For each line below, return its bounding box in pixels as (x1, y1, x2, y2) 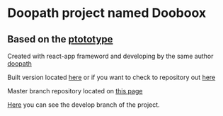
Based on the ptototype (7, 33, 113, 45)
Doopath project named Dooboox (7, 5, 207, 21)
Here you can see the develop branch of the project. (7, 100, 161, 109)
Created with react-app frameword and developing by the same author (7, 52, 214, 60)
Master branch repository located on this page (7, 87, 143, 95)
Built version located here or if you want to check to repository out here (7, 73, 216, 81)
